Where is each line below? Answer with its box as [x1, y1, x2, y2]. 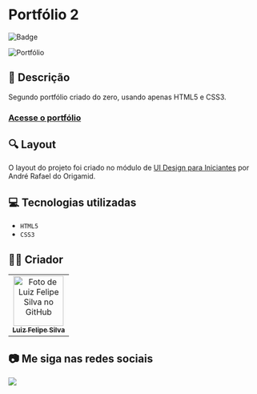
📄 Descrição [8, 70, 70, 85]
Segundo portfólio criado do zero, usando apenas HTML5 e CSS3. [8, 92, 227, 102]
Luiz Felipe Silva [12, 326, 66, 335]
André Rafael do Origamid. [8, 171, 96, 181]
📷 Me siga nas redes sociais [8, 352, 154, 365]
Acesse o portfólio [8, 112, 82, 123]
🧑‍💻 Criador [8, 252, 64, 266]
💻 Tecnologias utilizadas [8, 195, 137, 209]
